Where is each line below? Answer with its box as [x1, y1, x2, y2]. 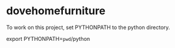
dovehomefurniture [6, 4, 106, 18]
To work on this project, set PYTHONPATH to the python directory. [6, 24, 170, 31]
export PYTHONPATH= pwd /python [6, 35, 90, 42]
